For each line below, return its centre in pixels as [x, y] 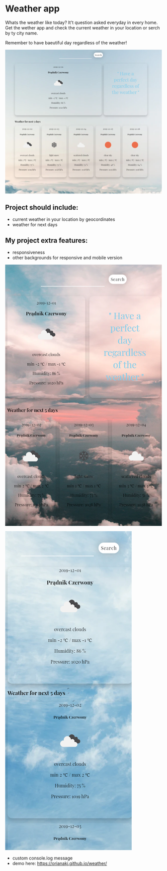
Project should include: [42, 208]
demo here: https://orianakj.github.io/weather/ [60, 864]
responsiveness [29, 253]
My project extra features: [46, 240]
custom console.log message [42, 858]
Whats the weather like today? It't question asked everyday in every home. [82, 22]
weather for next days [35, 225]
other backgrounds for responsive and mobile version [67, 258]
